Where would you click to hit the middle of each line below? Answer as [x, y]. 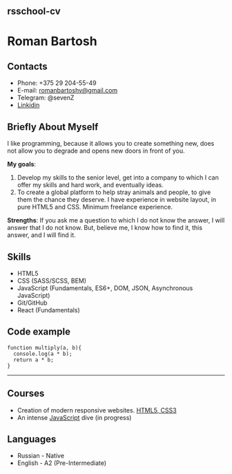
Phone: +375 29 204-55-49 [57, 83]
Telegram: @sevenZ [46, 98]
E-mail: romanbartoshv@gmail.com [67, 91]
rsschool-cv [34, 11]
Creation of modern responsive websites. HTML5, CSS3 [97, 410]
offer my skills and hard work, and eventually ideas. [90, 185]
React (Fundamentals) [49, 310]
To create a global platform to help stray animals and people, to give [114, 192]
